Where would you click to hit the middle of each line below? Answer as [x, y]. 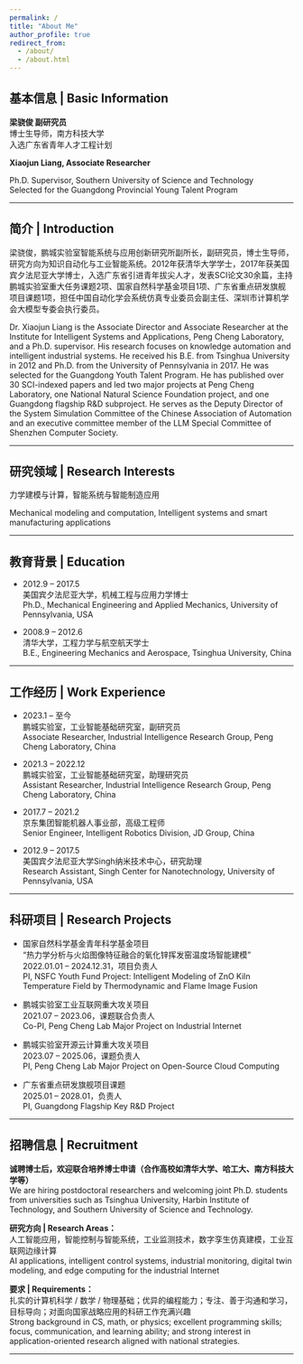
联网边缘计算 [33, 1250]
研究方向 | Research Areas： [63, 1228]
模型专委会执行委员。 [64, 309]
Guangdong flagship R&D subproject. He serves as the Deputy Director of [147, 404]
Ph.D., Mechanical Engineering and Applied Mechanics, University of [150, 605]
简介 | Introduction [62, 229]
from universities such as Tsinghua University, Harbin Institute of [129, 1200]
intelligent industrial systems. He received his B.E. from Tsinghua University [150, 355]
